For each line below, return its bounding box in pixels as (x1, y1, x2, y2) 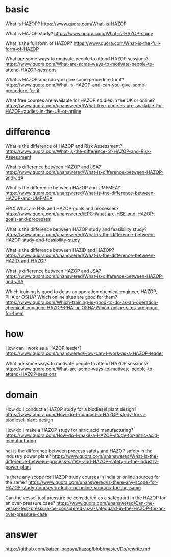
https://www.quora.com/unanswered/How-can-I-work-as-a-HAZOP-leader (5, 350, 163, 357)
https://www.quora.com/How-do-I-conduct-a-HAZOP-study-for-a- (5, 411, 146, 417)
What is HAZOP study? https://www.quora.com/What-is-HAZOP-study (5, 30, 153, 36)
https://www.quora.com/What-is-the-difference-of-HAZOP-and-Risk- (5, 148, 152, 154)
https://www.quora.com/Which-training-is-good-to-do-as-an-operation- (5, 299, 159, 305)
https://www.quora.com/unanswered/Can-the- (56, 500, 155, 506)
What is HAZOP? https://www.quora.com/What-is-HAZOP (5, 20, 127, 27)
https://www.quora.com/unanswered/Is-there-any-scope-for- (28, 479, 158, 485)
